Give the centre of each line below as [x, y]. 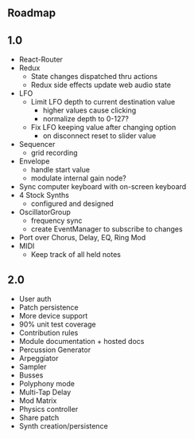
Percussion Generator [55, 350]
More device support [53, 316]
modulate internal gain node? [78, 178]
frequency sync [56, 221]
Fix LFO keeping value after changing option [103, 128]
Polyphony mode [47, 384]
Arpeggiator [39, 358]
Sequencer [37, 144]
